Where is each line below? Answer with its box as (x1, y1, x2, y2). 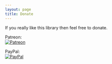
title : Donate (5, 12, 34, 16)
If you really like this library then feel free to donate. (5, 25, 108, 30)
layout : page (5, 7, 31, 12)
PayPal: (5, 49, 20, 54)
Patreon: (5, 34, 22, 40)
